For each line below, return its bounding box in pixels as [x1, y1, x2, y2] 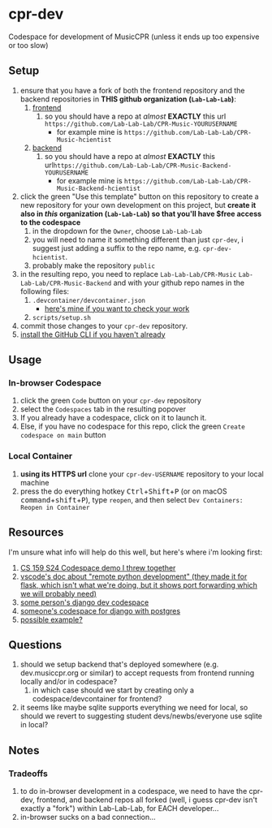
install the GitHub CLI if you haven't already [19, 330, 166, 339]
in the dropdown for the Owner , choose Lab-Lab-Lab [32, 226, 203, 235]
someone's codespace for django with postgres [19, 606, 181, 615]
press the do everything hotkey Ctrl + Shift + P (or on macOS [19, 486, 227, 496]
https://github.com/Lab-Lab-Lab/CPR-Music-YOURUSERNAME [44, 119, 238, 128]
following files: [19, 286, 70, 296]
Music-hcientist [56, 136, 112, 144]
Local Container [8, 451, 73, 462]
